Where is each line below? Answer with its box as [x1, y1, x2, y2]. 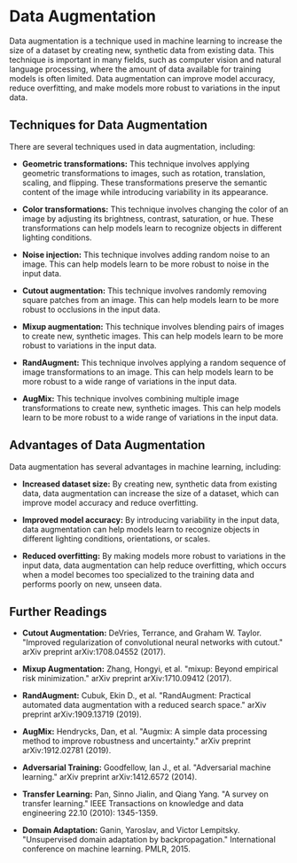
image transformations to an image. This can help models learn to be [21, 366, 274, 377]
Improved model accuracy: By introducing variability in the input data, [21, 514, 280, 525]
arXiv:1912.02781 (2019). [21, 745, 112, 756]
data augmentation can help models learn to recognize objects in [21, 524, 260, 534]
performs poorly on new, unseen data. [21, 579, 162, 589]
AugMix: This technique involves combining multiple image [21, 393, 239, 404]
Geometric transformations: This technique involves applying [21, 158, 250, 169]
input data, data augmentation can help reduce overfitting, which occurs [21, 560, 286, 571]
